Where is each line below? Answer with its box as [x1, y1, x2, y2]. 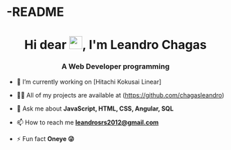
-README [6, 4, 64, 20]
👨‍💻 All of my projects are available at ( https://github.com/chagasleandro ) [16, 91, 225, 99]
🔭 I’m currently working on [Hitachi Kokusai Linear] [16, 77, 162, 86]
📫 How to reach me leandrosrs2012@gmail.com [16, 118, 159, 126]
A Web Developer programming [61, 62, 170, 71]
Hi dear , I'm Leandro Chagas [24, 37, 207, 53]
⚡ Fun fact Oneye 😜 [16, 134, 75, 142]
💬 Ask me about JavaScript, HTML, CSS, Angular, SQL [16, 104, 174, 113]
